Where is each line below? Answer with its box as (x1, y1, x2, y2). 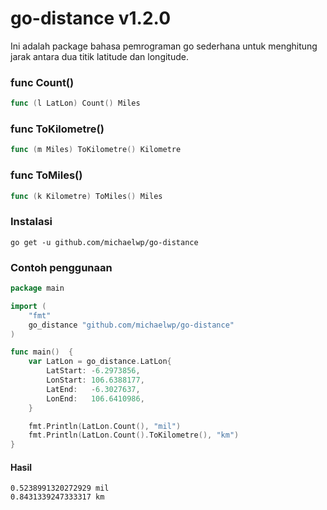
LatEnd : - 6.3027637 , (46, 384, 141, 394)
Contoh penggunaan (10, 260, 113, 274)
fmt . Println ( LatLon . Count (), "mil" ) (28, 421, 182, 431)
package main (10, 283, 65, 294)
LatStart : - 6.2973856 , (46, 366, 141, 376)
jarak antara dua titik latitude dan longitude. (10, 50, 189, 62)
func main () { (10, 347, 74, 357)
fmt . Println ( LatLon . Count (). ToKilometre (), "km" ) (28, 430, 240, 441)
